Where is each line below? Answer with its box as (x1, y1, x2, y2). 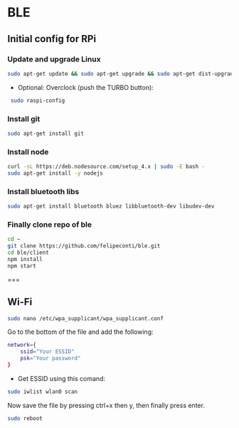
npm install (7, 255, 43, 263)
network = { (7, 342, 37, 349)
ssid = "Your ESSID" (20, 348, 75, 355)
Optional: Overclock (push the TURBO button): (17, 83, 154, 91)
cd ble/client (7, 249, 50, 257)
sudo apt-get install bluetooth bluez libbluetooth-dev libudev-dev (7, 203, 215, 210)
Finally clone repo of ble (7, 219, 92, 229)
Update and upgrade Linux (7, 54, 101, 64)
